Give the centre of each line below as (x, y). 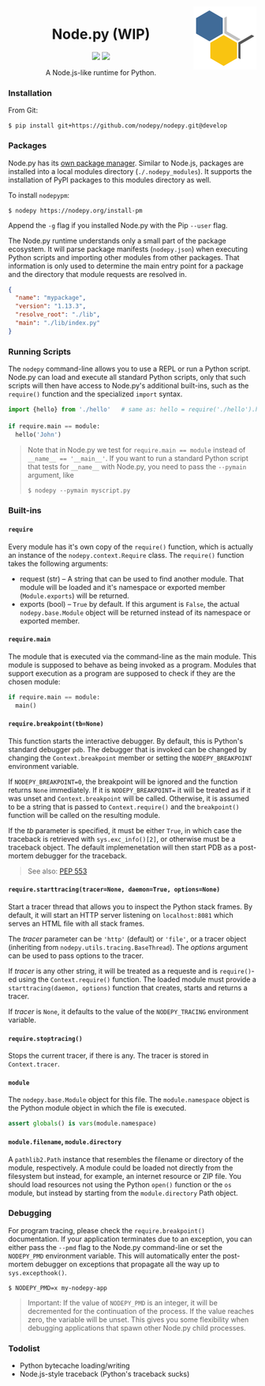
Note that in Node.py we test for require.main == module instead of (136, 449)
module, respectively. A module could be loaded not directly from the (121, 1168)
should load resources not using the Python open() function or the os (120, 1184)
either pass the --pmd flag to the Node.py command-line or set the (116, 1247)
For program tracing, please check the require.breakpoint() (106, 1230)
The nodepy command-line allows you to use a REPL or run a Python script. (129, 369)
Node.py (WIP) (101, 34)
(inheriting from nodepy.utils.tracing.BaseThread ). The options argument (128, 948)
